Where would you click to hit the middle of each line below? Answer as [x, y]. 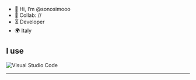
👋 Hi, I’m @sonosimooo [43, 9]
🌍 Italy [23, 30]
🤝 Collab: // [28, 15]
